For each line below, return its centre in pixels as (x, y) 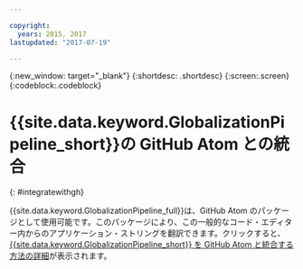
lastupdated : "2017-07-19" (60, 42)
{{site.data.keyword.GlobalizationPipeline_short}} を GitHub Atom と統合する (151, 245)
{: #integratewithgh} (47, 192)
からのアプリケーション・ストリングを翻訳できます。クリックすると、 (155, 233)
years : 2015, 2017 (52, 34)
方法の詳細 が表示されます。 (61, 256)
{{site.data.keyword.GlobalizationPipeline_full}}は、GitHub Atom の (133, 211)
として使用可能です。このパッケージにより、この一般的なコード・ (139, 222)
